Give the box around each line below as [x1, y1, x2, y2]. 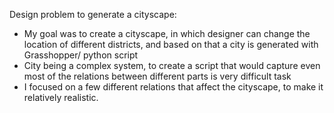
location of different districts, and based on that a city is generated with [23, 39, 319, 50]
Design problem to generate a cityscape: [9, 9, 177, 20]
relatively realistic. [23, 92, 99, 103]
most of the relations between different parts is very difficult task [23, 70, 292, 82]
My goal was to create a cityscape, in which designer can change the [23, 28, 311, 39]
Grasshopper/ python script [23, 49, 139, 61]
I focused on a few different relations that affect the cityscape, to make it [23, 81, 324, 93]
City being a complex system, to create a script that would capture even [23, 60, 321, 71]
